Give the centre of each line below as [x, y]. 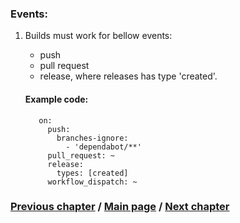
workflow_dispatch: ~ [92, 182]
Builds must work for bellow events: [98, 36]
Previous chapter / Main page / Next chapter [120, 207]
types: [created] [92, 173]
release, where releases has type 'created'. [128, 76]
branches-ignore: [92, 138]
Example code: [56, 99]
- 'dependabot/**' [103, 147]
